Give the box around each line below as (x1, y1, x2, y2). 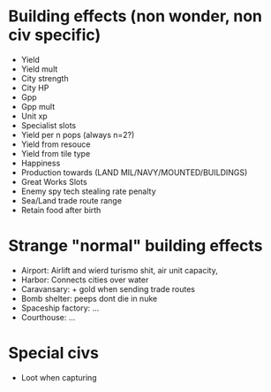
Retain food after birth (20, 204, 102, 215)
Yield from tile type (20, 148, 91, 158)
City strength (20, 73, 69, 83)
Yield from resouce (20, 139, 91, 150)
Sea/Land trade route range (20, 195, 123, 205)
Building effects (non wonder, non (8, 6, 262, 27)
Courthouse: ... (20, 311, 76, 322)
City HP (20, 82, 49, 93)
